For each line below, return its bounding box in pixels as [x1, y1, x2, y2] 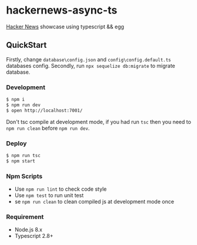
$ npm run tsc [6, 152, 41, 158]
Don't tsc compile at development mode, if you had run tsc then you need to [6, 118, 191, 125]
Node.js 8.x [14, 226, 43, 233]
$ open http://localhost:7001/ [6, 107, 83, 113]
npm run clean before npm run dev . [6, 125, 90, 132]
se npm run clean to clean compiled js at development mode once [14, 198, 175, 205]
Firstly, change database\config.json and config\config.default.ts [6, 55, 172, 63]
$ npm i [6, 97, 25, 103]
